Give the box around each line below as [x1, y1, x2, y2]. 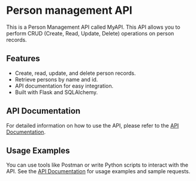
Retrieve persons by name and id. [14, 76, 98, 83]
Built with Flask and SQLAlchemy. [14, 88, 98, 96]
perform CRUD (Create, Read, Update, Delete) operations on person [6, 29, 174, 37]
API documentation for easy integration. [14, 82, 114, 89]
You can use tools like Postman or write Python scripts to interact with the [6, 161, 189, 168]
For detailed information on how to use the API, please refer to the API [6, 122, 179, 129]
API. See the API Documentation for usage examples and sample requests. [6, 168, 191, 175]
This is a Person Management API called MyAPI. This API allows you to [6, 23, 181, 31]
